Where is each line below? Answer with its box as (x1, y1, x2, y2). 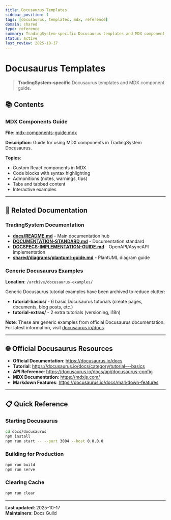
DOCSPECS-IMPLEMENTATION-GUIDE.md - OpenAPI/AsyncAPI (12, 244, 149, 250)
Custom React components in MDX (12, 165, 87, 171)
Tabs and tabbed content (12, 181, 66, 187)
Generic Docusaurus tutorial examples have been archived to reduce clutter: (5, 289, 165, 295)
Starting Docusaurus (5, 418, 58, 425)
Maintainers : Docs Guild (5, 510, 57, 516)
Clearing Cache (5, 479, 45, 486)
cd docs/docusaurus (5, 429, 47, 434)
